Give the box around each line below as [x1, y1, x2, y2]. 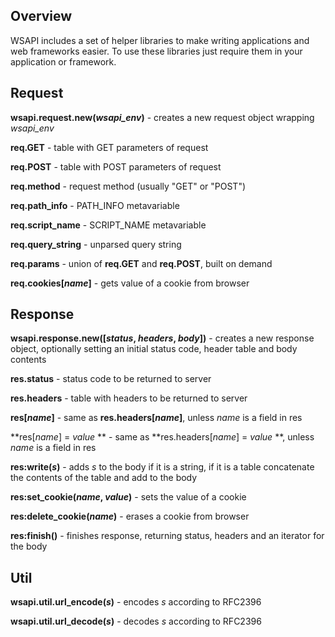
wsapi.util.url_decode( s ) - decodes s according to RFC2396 [10, 615, 262, 628]
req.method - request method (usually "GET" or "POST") [10, 180, 247, 192]
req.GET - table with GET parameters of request [10, 141, 209, 153]
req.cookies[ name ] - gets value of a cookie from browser [10, 277, 250, 289]
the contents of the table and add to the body [10, 472, 198, 484]
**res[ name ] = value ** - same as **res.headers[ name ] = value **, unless [10, 431, 315, 443]
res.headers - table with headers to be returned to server [10, 392, 248, 404]
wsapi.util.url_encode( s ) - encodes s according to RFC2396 [10, 596, 262, 608]
